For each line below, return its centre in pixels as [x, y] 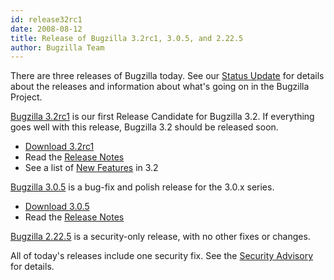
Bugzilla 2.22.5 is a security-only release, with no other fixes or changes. [160, 237]
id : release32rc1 [46, 19]
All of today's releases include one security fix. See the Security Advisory [161, 256]
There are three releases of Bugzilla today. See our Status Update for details [167, 76]
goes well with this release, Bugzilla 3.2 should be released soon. [144, 127]
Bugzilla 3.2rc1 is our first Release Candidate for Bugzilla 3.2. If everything [162, 117]
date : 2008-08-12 [46, 29]
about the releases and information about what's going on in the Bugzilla [160, 87]
